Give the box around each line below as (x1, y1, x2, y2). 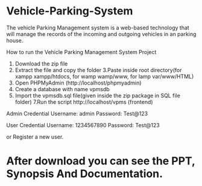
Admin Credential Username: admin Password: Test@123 (6, 110, 148, 117)
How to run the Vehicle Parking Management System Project (6, 48, 157, 55)
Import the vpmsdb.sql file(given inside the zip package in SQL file (14, 92, 181, 99)
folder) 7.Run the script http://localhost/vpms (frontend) (14, 98, 153, 106)
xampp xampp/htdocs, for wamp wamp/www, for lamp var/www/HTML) (14, 73, 194, 80)
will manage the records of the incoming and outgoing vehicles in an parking (6, 30, 197, 37)
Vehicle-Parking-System (6, 4, 133, 18)
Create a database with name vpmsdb (14, 85, 110, 92)
